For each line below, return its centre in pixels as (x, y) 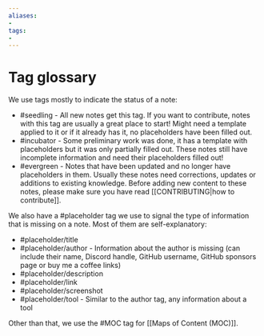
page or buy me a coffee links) (70, 266)
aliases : (23, 16)
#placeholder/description (62, 274)
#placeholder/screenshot (61, 291)
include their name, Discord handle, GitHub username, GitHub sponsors (138, 257)
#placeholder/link (49, 282)
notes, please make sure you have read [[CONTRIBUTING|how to (127, 192)
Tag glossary (52, 78)
